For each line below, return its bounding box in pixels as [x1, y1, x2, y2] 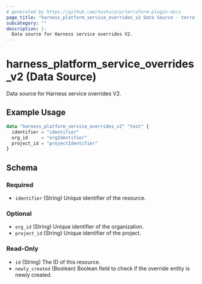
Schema [6, 162, 38, 172]
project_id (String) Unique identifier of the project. [14, 230, 141, 237]
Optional [6, 209, 32, 218]
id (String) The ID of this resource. [14, 258, 101, 265]
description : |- [6, 25, 47, 32]
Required [6, 180, 34, 189]
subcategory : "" [6, 20, 47, 26]
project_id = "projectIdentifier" [11, 140, 98, 147]
